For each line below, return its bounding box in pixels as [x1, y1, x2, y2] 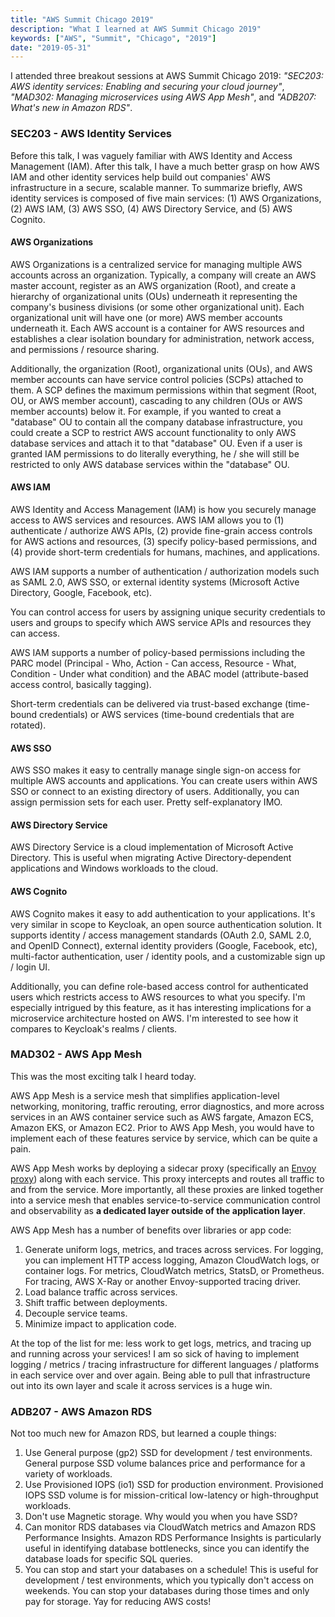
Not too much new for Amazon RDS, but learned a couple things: [10, 1427, 277, 1440]
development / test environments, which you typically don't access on [24, 1574, 315, 1586]
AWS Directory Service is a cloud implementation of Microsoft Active [10, 841, 294, 853]
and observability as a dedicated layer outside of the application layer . [10, 1204, 307, 1216]
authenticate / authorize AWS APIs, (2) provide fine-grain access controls [10, 524, 313, 536]
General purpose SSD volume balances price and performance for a [24, 1457, 306, 1470]
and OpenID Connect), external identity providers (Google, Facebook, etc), [10, 939, 318, 951]
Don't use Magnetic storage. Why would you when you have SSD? [24, 1511, 298, 1523]
